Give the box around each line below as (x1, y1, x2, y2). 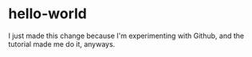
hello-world (8, 5, 88, 23)
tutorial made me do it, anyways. (8, 39, 116, 48)
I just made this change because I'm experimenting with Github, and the (8, 31, 245, 40)
